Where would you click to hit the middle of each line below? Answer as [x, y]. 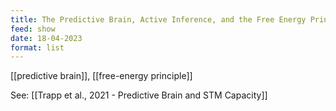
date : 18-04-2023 [46, 38]
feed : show [33, 29]
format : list [37, 47]
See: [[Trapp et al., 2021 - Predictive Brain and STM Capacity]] [139, 95]
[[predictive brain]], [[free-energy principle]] [101, 76]
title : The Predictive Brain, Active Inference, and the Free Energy [158, 19]
